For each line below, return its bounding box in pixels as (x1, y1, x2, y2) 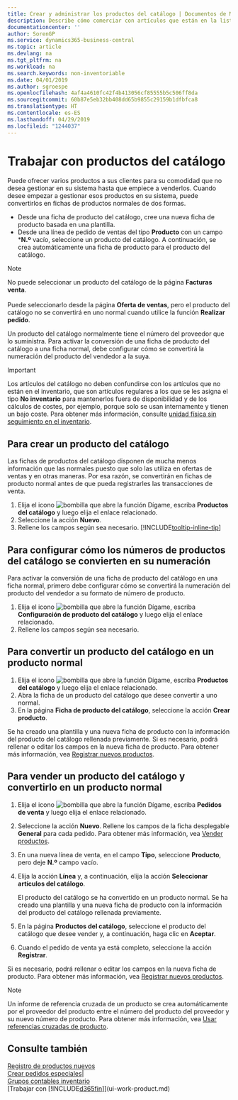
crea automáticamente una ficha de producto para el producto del (17, 243, 210, 252)
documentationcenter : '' (7, 23, 81, 31)
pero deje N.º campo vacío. (17, 858, 98, 867)
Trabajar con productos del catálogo (7, 153, 226, 169)
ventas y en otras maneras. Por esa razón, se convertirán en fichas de (7, 472, 212, 480)
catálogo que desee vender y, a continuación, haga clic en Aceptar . (17, 929, 216, 937)
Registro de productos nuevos (7, 1062, 96, 1070)
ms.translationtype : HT (7, 103, 78, 110)
